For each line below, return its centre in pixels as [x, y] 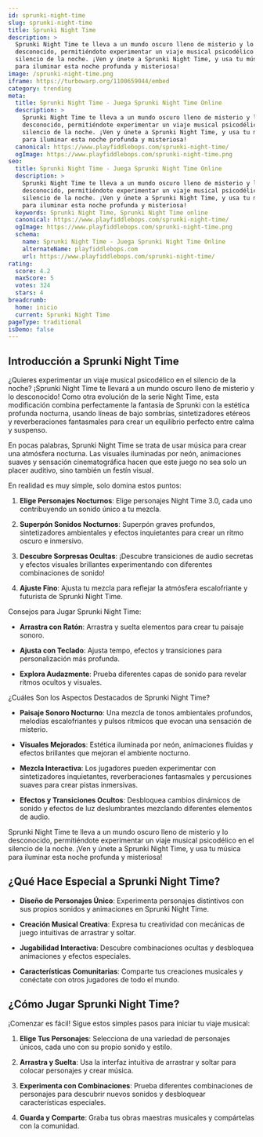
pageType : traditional [45, 322]
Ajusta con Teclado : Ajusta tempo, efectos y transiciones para [121, 651]
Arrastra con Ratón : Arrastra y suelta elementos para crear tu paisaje [131, 627]
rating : [21, 264]
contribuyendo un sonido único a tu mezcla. [90, 509]
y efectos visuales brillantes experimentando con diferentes [116, 565]
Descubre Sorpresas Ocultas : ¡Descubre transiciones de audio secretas [136, 556]
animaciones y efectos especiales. [75, 956]
